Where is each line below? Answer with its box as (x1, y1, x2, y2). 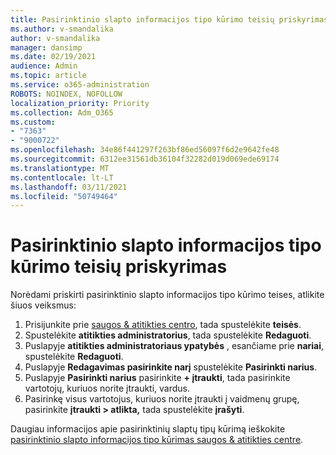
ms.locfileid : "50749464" (10, 191, 118, 201)
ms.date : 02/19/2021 (10, 52, 97, 62)
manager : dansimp (10, 42, 83, 53)
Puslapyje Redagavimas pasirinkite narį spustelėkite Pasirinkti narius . (24, 361, 318, 373)
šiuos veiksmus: (10, 299, 77, 311)
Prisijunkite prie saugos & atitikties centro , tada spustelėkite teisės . (24, 319, 302, 331)
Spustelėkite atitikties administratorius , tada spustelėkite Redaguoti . (24, 329, 312, 341)
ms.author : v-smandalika (10, 24, 114, 34)
